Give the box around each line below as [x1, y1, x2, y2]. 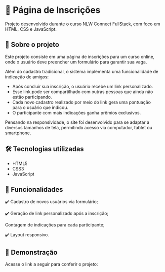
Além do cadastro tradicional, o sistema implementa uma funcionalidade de [5, 68, 159, 74]
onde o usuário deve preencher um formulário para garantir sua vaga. [5, 59, 147, 65]
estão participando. [12, 94, 52, 100]
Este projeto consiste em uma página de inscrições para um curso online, [5, 54, 155, 59]
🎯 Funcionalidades [5, 185, 63, 194]
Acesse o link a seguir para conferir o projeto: [5, 261, 98, 267]
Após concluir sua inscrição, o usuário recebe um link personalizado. [12, 83, 153, 89]
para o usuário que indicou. [12, 104, 68, 110]
